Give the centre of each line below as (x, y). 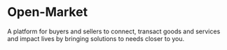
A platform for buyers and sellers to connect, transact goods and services (114, 31)
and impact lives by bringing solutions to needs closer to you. (96, 38)
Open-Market (48, 12)
